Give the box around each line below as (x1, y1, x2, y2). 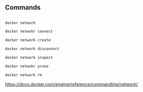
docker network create (5, 38, 51, 43)
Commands (5, 3, 41, 12)
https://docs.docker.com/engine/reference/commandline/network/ (5, 81, 138, 87)
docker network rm (5, 72, 42, 78)
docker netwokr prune (5, 64, 49, 68)
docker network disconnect (5, 47, 60, 52)
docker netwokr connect (5, 29, 53, 34)
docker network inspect (5, 55, 53, 60)
